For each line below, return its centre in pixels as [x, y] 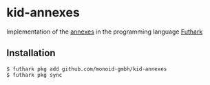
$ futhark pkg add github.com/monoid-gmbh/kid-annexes [87, 69]
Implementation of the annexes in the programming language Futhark [105, 32]
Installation [31, 53]
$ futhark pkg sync [34, 75]
